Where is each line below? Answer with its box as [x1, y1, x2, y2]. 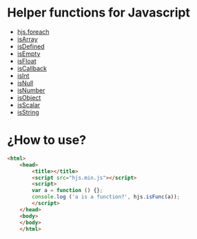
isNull [17, 79, 34, 87]
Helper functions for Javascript [7, 5, 191, 21]
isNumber [17, 86, 45, 94]
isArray [17, 34, 38, 43]
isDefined [17, 42, 45, 50]
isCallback [17, 64, 47, 72]
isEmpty [17, 50, 41, 58]
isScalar [17, 101, 41, 109]
